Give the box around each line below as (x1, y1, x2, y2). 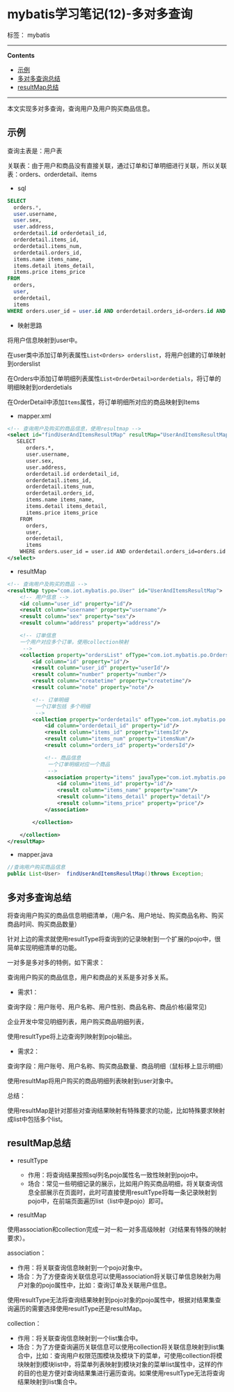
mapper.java (17, 851, 54, 859)
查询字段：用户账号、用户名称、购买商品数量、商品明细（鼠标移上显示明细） (7, 1062, 227, 1070)
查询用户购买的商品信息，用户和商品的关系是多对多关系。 (7, 973, 172, 981)
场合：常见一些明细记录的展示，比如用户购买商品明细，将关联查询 (27, 1179, 217, 1188)
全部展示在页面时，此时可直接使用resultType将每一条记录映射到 (33, 1188, 217, 1196)
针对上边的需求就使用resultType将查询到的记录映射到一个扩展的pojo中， (7, 934, 215, 943)
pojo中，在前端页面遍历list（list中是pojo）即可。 (27, 1196, 167, 1205)
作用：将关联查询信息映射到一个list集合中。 (17, 1333, 142, 1342)
